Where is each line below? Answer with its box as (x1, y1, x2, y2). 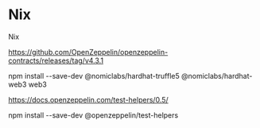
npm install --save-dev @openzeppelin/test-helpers (8, 110, 179, 120)
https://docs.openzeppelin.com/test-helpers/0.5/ (8, 95, 169, 104)
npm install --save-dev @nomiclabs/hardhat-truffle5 (8, 71, 180, 80)
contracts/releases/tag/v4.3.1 (8, 56, 104, 65)
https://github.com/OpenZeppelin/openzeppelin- (8, 47, 169, 56)
